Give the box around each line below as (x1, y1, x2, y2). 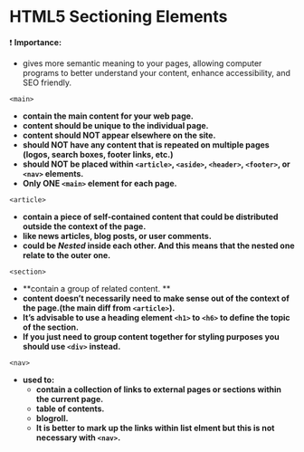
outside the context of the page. (22, 220, 147, 232)
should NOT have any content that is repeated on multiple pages (22, 139, 270, 150)
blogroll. (35, 412, 69, 423)
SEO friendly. (22, 77, 72, 88)
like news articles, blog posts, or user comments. (22, 230, 213, 241)
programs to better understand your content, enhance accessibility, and (22, 67, 291, 78)
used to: (22, 374, 55, 385)
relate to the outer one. (22, 249, 111, 260)
